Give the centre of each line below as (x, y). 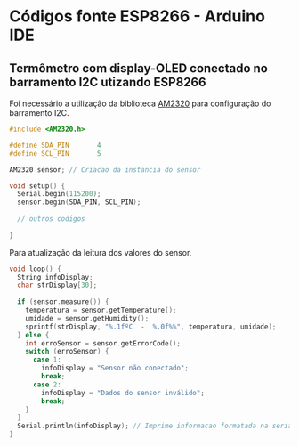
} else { (33, 335)
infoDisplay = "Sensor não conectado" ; (115, 368)
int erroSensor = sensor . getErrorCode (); (103, 343)
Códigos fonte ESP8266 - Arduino (137, 16)
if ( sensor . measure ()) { (63, 302)
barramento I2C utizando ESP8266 (108, 82)
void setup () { (37, 186)
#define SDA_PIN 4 (55, 145)
